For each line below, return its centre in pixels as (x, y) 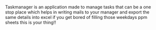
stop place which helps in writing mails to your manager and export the (77, 12)
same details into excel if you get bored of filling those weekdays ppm (76, 17)
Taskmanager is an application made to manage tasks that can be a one (78, 7)
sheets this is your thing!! (31, 22)
